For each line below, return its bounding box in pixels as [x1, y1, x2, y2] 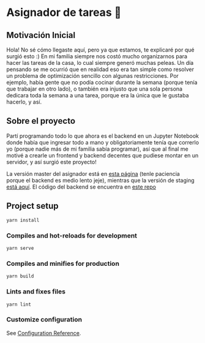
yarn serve [6, 245, 34, 251]
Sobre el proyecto [6, 116, 75, 126]
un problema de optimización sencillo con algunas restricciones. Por [6, 72, 179, 79]
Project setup [6, 201, 59, 211]
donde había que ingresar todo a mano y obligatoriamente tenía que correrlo [6, 138, 199, 146]
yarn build [6, 273, 34, 279]
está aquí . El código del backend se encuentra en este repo [6, 183, 156, 190]
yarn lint [6, 301, 32, 307]
